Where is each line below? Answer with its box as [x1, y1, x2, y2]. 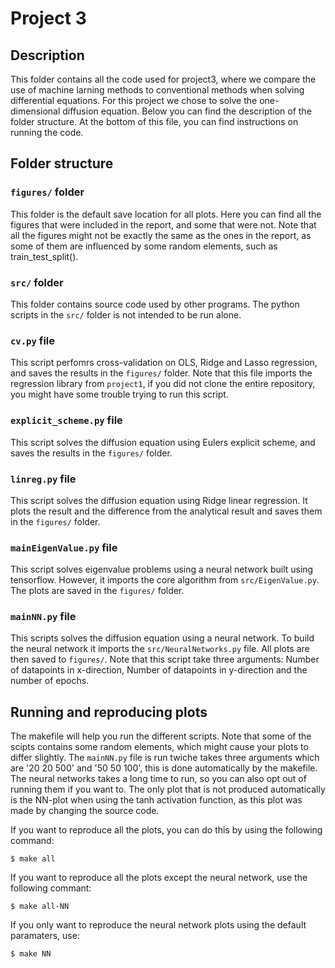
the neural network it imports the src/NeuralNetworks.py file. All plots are [10, 643, 310, 655]
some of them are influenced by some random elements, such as [10, 240, 278, 252]
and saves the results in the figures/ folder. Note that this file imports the [10, 367, 313, 379]
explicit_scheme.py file [10, 413, 123, 427]
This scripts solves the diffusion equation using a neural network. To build [10, 632, 315, 644]
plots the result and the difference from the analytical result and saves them [10, 505, 323, 517]
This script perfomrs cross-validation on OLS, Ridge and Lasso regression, [10, 357, 318, 369]
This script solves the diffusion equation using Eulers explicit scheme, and [10, 436, 316, 448]
